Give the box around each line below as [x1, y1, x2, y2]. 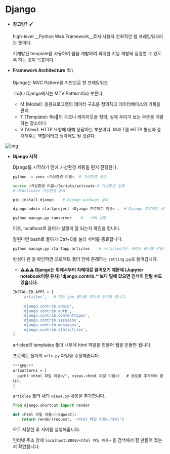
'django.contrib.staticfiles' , [22, 327, 88, 332]
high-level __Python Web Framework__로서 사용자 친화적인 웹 [12, 33, 138, 39]
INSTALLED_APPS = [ [12, 290, 54, 295]
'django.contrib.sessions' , [22, 318, 81, 323]
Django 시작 [12, 153, 38, 159]
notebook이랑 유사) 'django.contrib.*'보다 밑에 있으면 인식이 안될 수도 [20, 273, 162, 279]
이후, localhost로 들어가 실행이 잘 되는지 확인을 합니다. [12, 225, 120, 232]
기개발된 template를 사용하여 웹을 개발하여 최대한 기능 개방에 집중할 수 [12, 50, 153, 56]
